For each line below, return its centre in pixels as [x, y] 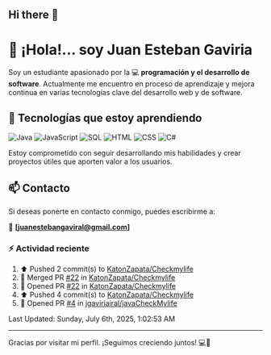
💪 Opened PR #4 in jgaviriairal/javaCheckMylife [98, 303]
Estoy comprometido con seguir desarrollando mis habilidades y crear [125, 153]
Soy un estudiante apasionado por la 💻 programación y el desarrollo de [129, 73]
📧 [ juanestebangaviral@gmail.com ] [69, 227]
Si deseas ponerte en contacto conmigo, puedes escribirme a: [112, 211]
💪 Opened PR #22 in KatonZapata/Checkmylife [98, 286]
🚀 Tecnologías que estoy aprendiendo [105, 118]
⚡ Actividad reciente [49, 248]
